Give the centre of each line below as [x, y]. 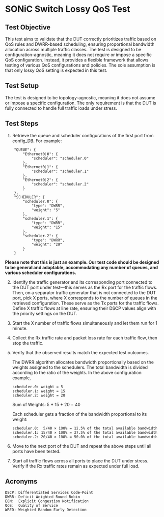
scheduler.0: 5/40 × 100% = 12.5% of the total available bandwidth [85, 428]
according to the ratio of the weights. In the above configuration [77, 372]
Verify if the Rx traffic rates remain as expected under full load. [76, 466]
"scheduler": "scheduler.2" [60, 184]
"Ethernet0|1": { [40, 167]
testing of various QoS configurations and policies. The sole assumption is [80, 65]
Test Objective [28, 27]
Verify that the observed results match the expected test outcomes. [81, 352]
